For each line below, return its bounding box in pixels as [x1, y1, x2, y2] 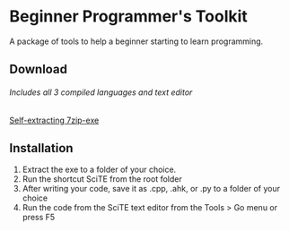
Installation [9, 141, 74, 156]
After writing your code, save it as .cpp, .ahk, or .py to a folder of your [22, 184, 281, 194]
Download [9, 62, 67, 77]
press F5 [22, 212, 56, 223]
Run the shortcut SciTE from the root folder [22, 174, 182, 184]
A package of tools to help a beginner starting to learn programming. [9, 36, 264, 47]
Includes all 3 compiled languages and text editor [9, 87, 193, 98]
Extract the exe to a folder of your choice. [22, 164, 177, 175]
